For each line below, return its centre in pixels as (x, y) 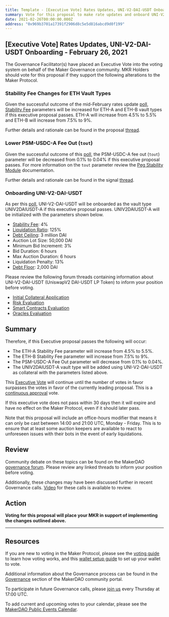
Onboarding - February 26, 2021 (76, 52)
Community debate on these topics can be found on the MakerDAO (75, 461)
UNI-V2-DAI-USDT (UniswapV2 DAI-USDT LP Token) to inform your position (84, 282)
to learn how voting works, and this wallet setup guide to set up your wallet (83, 559)
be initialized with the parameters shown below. (55, 214)
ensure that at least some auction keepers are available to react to (74, 428)
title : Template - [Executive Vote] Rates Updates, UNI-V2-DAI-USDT (78, 10)
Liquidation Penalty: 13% (38, 262)
